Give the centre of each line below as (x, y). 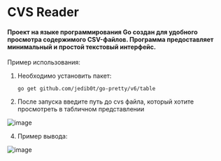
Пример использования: (44, 62)
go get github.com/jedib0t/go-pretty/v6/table (86, 89)
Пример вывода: (42, 136)
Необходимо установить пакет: (64, 76)
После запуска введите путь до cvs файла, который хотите (106, 101)
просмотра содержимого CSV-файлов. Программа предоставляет (110, 39)
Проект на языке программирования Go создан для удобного (102, 31)
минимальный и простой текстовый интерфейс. (81, 47)
